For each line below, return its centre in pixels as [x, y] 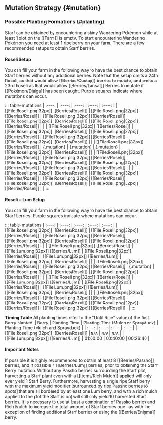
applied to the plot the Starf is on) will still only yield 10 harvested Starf [76, 397]
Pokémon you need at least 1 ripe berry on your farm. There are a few [75, 43]
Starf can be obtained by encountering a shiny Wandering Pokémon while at [81, 32]
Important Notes [22, 349]
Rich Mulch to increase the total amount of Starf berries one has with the [78, 407]
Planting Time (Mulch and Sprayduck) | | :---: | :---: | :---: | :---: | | [71, 328]
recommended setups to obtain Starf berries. [50, 48]
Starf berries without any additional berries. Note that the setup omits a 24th [81, 75]
